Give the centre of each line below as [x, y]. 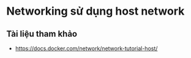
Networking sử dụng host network [95, 11]
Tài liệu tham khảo [42, 34]
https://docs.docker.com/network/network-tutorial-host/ [86, 48]
